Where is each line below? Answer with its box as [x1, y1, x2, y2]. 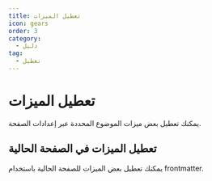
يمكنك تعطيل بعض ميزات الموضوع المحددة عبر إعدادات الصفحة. [8, 118, 201, 128]
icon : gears [8, 19, 49, 27]
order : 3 [8, 27, 38, 35]
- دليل [15, 42, 38, 50]
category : [8, 34, 42, 43]
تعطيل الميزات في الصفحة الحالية [8, 142, 157, 156]
